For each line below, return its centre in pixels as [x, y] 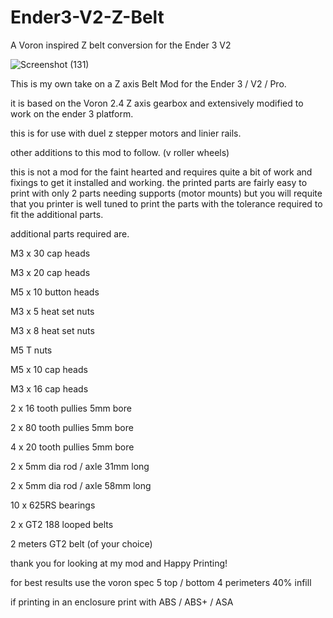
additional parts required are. [70, 233]
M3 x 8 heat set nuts [52, 330]
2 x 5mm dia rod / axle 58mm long [81, 485]
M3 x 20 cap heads [50, 272]
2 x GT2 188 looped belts [62, 524]
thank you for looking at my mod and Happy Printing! [119, 563]
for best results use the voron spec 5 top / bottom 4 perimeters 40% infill [161, 582]
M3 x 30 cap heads [50, 253]
